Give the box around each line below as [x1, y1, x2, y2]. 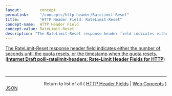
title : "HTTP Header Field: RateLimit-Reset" [5, 17, 123, 22]
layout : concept [5, 7, 56, 13]
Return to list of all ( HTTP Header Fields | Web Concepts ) [44, 81, 167, 87]
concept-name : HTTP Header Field [5, 21, 79, 27]
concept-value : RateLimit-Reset [5, 27, 74, 32]
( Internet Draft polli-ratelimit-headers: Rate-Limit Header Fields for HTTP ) [5, 56, 165, 62]
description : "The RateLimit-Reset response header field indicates [5, 31, 155, 36]
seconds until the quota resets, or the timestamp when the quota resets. [5, 51, 158, 57]
